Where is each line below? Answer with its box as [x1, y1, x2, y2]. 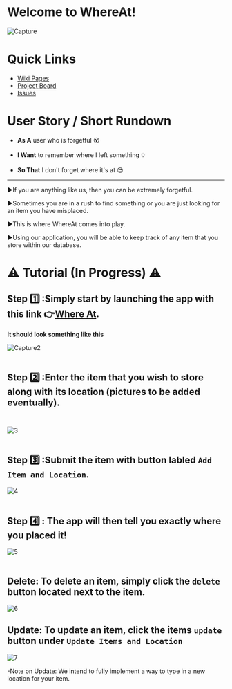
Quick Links [7, 51, 76, 67]
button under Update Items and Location [7, 635, 183, 647]
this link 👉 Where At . [7, 309, 100, 320]
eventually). [7, 397, 61, 409]
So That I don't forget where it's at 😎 [17, 165, 124, 174]
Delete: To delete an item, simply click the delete [7, 575, 220, 587]
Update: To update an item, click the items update [7, 624, 222, 636]
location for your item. [7, 674, 70, 682]
